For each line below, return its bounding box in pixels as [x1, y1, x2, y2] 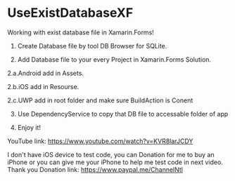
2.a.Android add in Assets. [7, 69, 84, 77]
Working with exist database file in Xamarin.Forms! [7, 28, 155, 36]
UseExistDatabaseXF [7, 5, 134, 21]
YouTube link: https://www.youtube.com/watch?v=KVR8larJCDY [7, 137, 193, 145]
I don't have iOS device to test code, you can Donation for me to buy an [7, 150, 215, 159]
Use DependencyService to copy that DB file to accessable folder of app [17, 109, 229, 118]
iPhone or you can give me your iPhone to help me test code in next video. [7, 158, 223, 166]
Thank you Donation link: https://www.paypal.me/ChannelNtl [7, 165, 183, 173]
